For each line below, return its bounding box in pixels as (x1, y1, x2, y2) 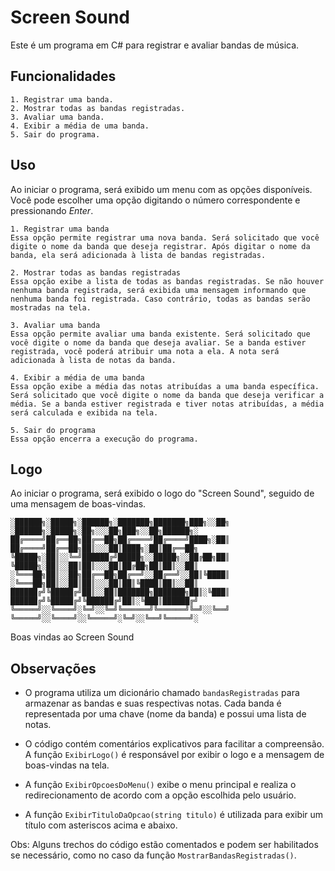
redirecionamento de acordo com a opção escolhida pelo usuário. (24, 789, 297, 801)
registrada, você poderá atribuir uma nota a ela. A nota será (10, 346, 280, 356)
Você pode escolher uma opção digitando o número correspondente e (10, 194, 301, 206)
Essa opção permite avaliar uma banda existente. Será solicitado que (10, 329, 311, 339)
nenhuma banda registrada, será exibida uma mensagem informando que (10, 285, 307, 295)
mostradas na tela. (10, 302, 92, 313)
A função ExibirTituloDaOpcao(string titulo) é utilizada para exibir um (24, 809, 324, 821)
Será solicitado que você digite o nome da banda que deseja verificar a (10, 390, 325, 400)
